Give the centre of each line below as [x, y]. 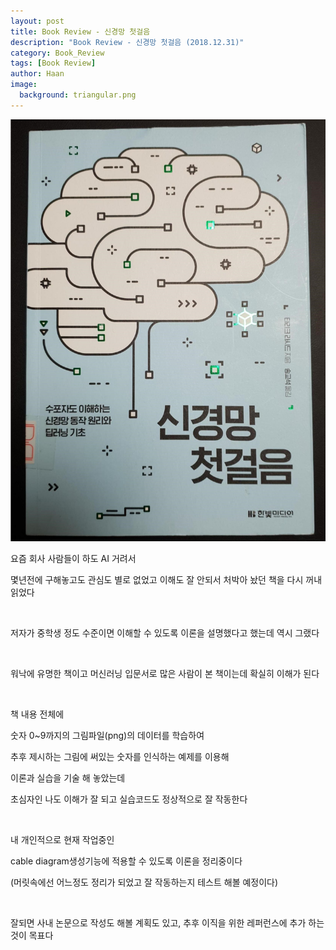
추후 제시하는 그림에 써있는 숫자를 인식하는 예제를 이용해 [120, 757]
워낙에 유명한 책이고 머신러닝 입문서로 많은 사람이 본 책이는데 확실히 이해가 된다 [165, 674]
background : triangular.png [78, 95]
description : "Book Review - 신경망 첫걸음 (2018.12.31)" [127, 42]
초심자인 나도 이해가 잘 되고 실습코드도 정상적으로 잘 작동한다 [129, 799]
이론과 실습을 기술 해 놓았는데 [68, 778]
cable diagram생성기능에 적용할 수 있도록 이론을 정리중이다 [126, 861]
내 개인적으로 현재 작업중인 [62, 840]
